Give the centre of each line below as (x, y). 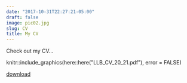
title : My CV (22, 34)
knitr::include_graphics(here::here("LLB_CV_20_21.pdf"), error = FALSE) (94, 63)
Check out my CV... (30, 51)
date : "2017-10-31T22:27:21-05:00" (50, 12)
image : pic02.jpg (28, 23)
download (19, 74)
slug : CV (17, 28)
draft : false (22, 17)
